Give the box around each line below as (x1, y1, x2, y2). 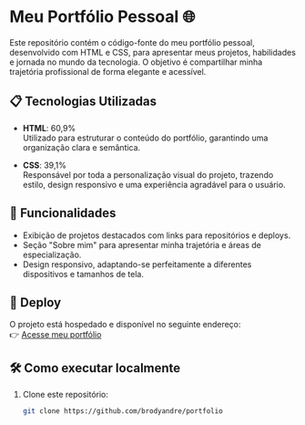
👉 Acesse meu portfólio (9, 329, 102, 340)
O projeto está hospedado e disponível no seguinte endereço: (9, 319, 241, 330)
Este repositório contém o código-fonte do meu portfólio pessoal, (9, 36, 255, 47)
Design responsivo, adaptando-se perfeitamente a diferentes (22, 258, 252, 270)
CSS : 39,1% (22, 160, 66, 171)
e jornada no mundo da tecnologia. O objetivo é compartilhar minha (9, 57, 263, 67)
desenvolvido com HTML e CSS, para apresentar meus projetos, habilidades (9, 47, 296, 57)
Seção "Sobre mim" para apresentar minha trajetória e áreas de (22, 239, 261, 250)
